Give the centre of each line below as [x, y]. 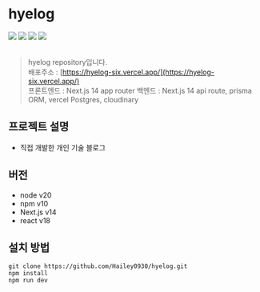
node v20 [36, 195]
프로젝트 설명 [39, 127]
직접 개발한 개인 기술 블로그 [63, 147]
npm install [28, 274]
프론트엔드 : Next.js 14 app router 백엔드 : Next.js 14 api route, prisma [140, 90]
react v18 [35, 220]
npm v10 [34, 203]
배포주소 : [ [45, 72]
